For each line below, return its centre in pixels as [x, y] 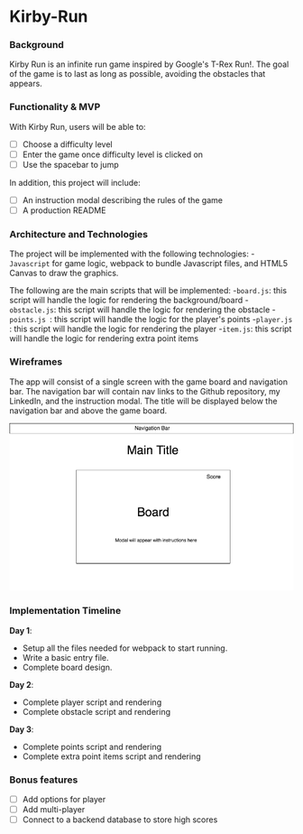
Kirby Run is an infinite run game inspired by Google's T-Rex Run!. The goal [149, 64]
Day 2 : [22, 684]
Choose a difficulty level [67, 144]
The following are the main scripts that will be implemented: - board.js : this [148, 291]
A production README [64, 210]
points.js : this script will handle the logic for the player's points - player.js [151, 320]
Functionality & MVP [55, 107]
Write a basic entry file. [66, 657]
